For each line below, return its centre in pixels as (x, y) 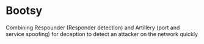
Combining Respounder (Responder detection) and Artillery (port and (93, 28)
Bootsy (24, 11)
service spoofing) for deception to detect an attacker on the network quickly (102, 34)
